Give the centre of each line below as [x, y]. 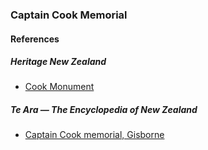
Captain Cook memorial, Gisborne [94, 135]
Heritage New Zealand [58, 62]
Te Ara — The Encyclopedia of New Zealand [104, 110]
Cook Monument [59, 87]
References [35, 39]
